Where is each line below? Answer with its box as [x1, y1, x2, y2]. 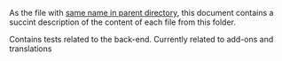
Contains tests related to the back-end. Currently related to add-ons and [9, 34, 274, 44]
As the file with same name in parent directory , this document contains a [9, 8, 274, 18]
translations [9, 43, 52, 54]
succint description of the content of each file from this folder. [9, 17, 237, 27]
